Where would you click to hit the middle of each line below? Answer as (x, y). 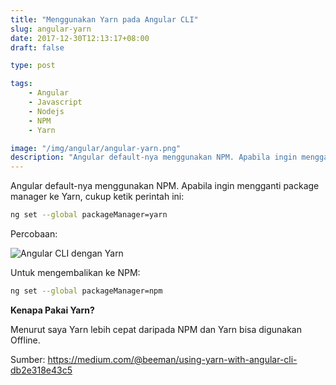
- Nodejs (46, 111)
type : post (33, 66)
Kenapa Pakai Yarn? (52, 310)
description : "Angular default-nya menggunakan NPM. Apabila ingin (154, 157)
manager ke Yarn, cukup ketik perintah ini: (97, 197)
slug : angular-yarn (51, 29)
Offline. (25, 340)
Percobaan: (34, 234)
